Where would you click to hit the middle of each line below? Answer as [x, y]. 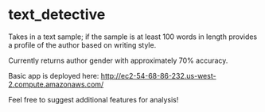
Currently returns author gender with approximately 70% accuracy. [118, 60]
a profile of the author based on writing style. [82, 44]
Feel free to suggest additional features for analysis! [94, 99]
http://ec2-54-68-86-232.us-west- [158, 75]
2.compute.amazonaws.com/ [56, 84]
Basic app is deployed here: [54, 75]
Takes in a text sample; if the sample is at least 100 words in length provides [133, 37]
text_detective [57, 15]
